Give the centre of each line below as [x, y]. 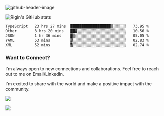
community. [17, 89]
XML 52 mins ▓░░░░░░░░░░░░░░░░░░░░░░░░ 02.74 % [77, 45]
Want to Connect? [28, 58]
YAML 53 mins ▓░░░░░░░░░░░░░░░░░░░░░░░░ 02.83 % [77, 40]
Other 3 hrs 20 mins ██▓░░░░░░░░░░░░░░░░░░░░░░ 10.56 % [77, 31]
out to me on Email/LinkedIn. [35, 74]
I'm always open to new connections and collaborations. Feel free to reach [82, 69]
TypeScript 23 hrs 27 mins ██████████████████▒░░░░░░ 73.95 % [77, 26]
